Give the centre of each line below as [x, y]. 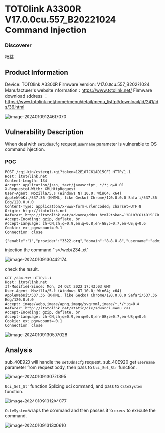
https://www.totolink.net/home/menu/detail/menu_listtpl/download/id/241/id [82, 102]
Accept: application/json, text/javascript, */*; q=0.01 [65, 185]
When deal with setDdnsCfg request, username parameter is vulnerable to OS [81, 144]
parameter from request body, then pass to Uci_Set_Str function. [71, 367]
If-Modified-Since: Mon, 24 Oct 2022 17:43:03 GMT [58, 287]
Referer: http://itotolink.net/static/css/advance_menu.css [68, 309]
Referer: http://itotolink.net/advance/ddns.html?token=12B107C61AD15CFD [82, 215]
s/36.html [15, 107]
